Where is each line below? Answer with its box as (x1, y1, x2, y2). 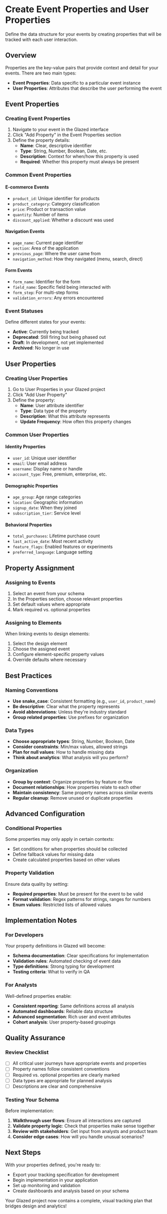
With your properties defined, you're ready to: (5, 1161, 101, 1168)
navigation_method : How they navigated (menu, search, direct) (12, 256, 143, 262)
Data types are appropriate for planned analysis (12, 1077, 112, 1083)
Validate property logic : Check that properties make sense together (12, 1123, 155, 1129)
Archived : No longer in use (12, 345, 69, 351)
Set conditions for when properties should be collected (12, 846, 128, 852)
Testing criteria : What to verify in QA (12, 969, 90, 975)
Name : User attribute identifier (20, 402, 85, 408)
